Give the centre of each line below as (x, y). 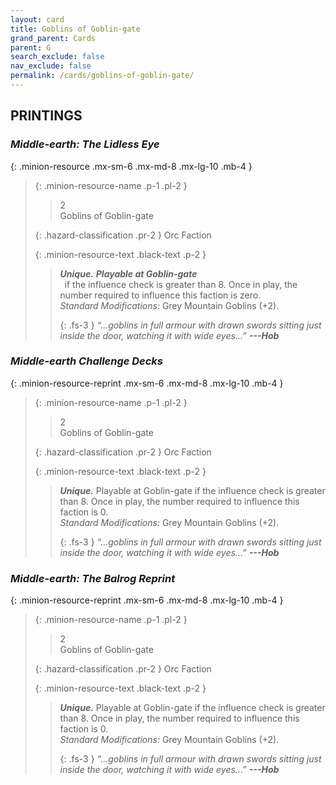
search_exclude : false (57, 57)
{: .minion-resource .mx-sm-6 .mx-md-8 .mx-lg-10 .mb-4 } (131, 166)
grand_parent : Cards (53, 38)
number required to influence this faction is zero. (160, 295)
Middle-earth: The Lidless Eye (85, 144)
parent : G (31, 47)
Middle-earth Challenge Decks (87, 361)
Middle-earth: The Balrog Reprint (93, 578)
